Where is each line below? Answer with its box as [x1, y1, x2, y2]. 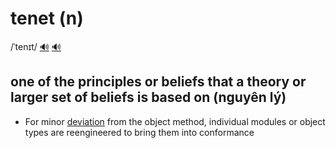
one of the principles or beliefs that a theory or [10, 73, 307, 91]
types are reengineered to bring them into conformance [24, 126, 255, 138]
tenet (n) [10, 7, 84, 30]
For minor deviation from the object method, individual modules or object [24, 115, 326, 127]
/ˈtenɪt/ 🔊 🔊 [10, 40, 62, 52]
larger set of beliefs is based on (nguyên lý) [10, 89, 287, 106]
